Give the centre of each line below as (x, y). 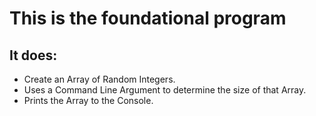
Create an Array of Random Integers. (99, 79)
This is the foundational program (148, 18)
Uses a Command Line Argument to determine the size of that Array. (165, 90)
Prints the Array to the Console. (88, 100)
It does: (33, 55)
